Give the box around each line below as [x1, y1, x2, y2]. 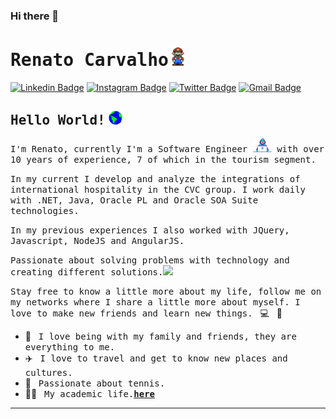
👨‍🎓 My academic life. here [24, 388, 155, 400]
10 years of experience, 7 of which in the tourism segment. [10, 154, 317, 166]
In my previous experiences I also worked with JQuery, [10, 225, 290, 236]
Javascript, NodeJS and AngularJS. [10, 235, 185, 247]
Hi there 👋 [10, 9, 60, 23]
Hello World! [10, 112, 106, 128]
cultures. [24, 367, 73, 379]
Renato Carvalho [10, 49, 169, 71]
